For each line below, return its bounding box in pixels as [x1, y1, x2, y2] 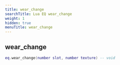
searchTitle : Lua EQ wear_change [5, 12, 72, 16]
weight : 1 [5, 16, 25, 21]
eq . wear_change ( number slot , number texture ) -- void [5, 55, 116, 60]
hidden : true [5, 20, 31, 26]
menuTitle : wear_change [5, 25, 53, 30]
